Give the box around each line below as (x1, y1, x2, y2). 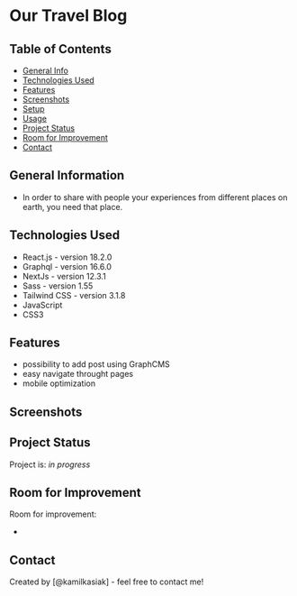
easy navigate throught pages (22, 369, 133, 380)
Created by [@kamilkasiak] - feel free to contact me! (9, 576, 204, 587)
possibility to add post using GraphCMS (22, 359, 171, 370)
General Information (9, 168, 125, 183)
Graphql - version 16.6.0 (22, 261, 112, 271)
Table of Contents (9, 41, 112, 57)
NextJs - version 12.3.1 (22, 270, 106, 281)
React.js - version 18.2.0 (22, 252, 112, 262)
